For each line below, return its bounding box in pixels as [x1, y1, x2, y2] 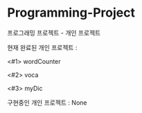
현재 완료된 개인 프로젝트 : [7, 43, 78, 51]
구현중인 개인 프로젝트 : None [7, 98, 87, 107]
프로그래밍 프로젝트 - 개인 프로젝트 [7, 28, 101, 37]
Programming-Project [7, 5, 135, 21]
